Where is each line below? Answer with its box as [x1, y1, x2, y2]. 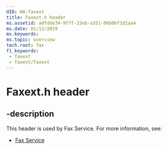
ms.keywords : [6, 31, 39, 37]
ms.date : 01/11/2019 [6, 25, 58, 32]
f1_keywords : [6, 48, 39, 54]
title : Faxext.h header [6, 14, 66, 20]
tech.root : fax [6, 43, 45, 49]
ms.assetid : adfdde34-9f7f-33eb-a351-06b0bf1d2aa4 [6, 20, 136, 26]
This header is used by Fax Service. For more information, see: [6, 124, 162, 132]
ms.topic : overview [6, 37, 55, 43]
